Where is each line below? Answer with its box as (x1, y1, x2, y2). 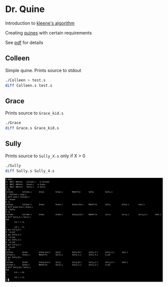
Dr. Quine (5, 4, 45, 15)
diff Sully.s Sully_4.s (5, 168, 55, 173)
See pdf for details (5, 39, 43, 46)
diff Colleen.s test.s (5, 83, 52, 88)
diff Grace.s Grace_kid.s (5, 126, 59, 131)
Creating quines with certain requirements (5, 30, 92, 36)
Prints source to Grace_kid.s (5, 110, 64, 116)
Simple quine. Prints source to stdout (5, 67, 81, 73)
